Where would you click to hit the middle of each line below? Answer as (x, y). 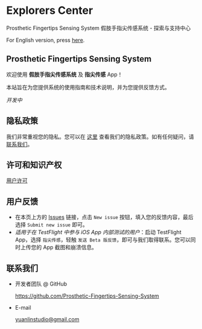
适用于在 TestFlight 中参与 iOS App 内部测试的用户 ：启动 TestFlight (98, 232)
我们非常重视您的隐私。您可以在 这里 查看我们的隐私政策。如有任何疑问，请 (100, 136)
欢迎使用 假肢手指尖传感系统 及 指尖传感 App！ (65, 74)
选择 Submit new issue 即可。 (52, 225)
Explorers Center (50, 11)
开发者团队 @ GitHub (41, 284)
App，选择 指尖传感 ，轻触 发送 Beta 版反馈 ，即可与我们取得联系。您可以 (103, 240)
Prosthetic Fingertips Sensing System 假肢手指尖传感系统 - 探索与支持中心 (99, 28)
